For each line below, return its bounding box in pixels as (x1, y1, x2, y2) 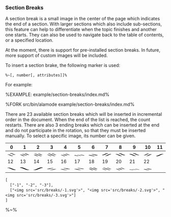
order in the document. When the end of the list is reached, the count (5, 116, 151, 123)
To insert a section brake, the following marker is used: (5, 63, 121, 69)
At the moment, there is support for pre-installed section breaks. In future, (5, 47, 160, 53)
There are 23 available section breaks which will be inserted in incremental (5, 111, 162, 117)
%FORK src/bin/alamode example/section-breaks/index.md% (5, 101, 135, 108)
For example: (5, 82, 33, 88)
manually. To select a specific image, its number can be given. (5, 133, 136, 139)
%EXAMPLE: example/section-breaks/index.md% (5, 91, 109, 98)
